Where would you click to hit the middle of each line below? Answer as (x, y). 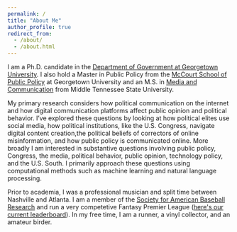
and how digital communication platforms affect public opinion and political (117, 111)
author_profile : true (39, 27)
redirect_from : (30, 34)
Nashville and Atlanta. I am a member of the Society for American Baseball (116, 199)
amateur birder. (30, 222)
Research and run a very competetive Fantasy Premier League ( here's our (115, 207)
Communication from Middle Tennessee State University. (91, 89)
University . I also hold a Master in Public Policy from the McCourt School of (117, 74)
